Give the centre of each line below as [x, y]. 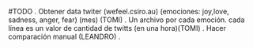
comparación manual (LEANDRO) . [64, 36]
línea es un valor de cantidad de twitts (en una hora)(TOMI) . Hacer [117, 28]
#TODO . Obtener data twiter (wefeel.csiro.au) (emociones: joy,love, [119, 11]
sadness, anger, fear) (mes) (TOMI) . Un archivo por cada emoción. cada [126, 20]
